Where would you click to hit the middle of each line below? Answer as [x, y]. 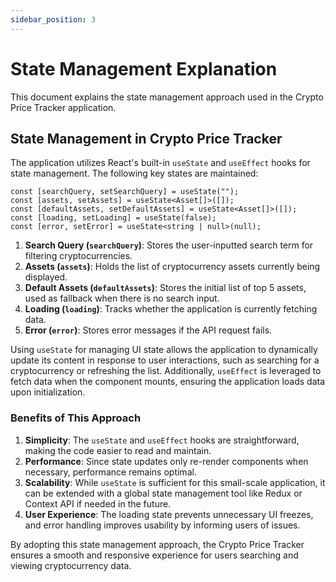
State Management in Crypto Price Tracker [146, 138]
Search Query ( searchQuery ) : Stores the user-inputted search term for [169, 245]
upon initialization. [48, 392]
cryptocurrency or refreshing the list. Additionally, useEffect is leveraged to [166, 371]
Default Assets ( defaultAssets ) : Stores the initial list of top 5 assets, [165, 288]
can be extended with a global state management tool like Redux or [163, 493]
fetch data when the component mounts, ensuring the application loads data [168, 382]
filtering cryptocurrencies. [78, 256]
